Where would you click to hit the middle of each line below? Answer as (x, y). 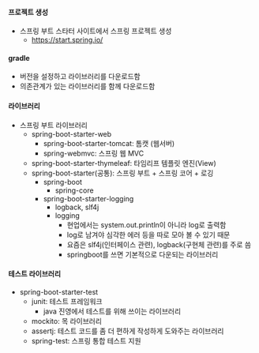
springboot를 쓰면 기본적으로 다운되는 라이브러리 (143, 254)
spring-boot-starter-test (59, 291)
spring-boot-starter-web (71, 133)
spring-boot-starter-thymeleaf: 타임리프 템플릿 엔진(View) (124, 163)
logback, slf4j (77, 207)
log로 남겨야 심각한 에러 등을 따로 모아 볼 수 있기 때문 (148, 235)
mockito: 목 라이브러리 (67, 321)
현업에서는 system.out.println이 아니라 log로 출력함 (146, 224)
